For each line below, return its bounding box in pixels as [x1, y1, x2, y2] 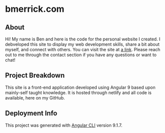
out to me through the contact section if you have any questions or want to [5, 52, 157, 58]
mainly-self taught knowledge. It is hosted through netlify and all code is [5, 90, 152, 96]
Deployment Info [5, 109, 58, 118]
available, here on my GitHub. [5, 95, 65, 100]
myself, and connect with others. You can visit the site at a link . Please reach [5, 47, 161, 52]
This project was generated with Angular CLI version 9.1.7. [5, 122, 123, 128]
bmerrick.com [5, 3, 65, 15]
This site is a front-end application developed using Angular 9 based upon [5, 84, 156, 90]
